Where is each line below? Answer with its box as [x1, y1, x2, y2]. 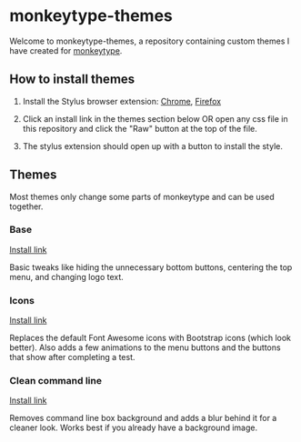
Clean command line [9, 375, 103, 387]
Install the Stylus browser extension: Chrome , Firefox [22, 95, 221, 106]
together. [9, 201, 44, 212]
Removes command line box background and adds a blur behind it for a [9, 413, 277, 424]
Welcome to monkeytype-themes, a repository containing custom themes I [9, 35, 290, 46]
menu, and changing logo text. [9, 271, 125, 282]
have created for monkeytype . [9, 45, 123, 55]
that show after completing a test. [9, 352, 135, 363]
